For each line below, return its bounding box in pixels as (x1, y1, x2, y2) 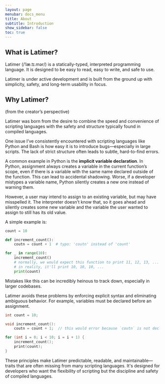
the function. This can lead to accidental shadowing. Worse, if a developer (5, 174, 156, 179)
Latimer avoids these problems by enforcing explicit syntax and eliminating (5, 293, 157, 298)
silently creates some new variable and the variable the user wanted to (5, 204, 148, 210)
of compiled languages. (5, 373, 53, 379)
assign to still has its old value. (5, 209, 67, 215)
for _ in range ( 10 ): (5, 251, 48, 256)
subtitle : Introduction (5, 21, 54, 26)
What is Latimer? (5, 48, 58, 57)
